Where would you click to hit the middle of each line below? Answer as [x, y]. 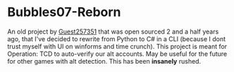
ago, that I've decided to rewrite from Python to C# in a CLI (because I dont [117, 38]
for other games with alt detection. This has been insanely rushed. [104, 61]
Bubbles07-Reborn [64, 12]
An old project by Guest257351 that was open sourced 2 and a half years [113, 31]
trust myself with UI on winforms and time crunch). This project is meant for [117, 46]
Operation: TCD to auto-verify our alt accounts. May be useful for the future [117, 54]
